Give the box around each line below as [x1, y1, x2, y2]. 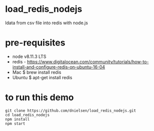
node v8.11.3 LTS [12, 53, 47, 59]
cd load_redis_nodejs [5, 112, 50, 117]
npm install [5, 117, 30, 122]
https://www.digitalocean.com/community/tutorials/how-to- [27, 58, 149, 65]
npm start [5, 121, 26, 126]
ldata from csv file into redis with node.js [5, 20, 88, 26]
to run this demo [5, 92, 74, 103]
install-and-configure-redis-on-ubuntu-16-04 [12, 64, 105, 70]
